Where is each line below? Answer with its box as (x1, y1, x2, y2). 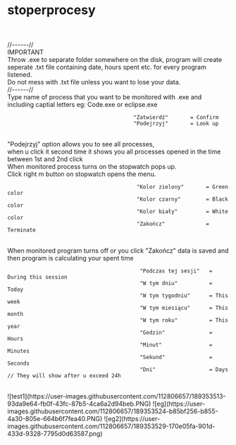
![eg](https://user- (152, 399, 206, 408)
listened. (7, 70, 32, 79)
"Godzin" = (139, 329, 213, 336)
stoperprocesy (7, 2, 97, 18)
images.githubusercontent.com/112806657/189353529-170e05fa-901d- (7, 422, 216, 430)
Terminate (7, 226, 37, 234)
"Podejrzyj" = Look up (133, 120, 219, 127)
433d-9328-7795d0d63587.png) (7, 429, 103, 438)
